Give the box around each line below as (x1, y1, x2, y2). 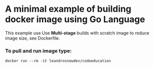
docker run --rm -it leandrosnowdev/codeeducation (5, 59, 111, 64)
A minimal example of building (5, 3, 131, 15)
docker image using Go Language (5, 14, 145, 25)
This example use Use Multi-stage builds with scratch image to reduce (5, 30, 150, 36)
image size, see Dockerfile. (5, 35, 60, 41)
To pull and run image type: (5, 47, 72, 54)
